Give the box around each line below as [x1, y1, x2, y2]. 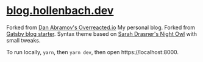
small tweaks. [6, 36, 41, 44]
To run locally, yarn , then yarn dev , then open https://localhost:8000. [6, 48, 179, 55]
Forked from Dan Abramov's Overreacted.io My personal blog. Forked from [6, 24, 196, 31]
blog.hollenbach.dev [6, 4, 114, 18]
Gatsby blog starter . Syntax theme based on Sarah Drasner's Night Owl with [6, 30, 197, 37]
